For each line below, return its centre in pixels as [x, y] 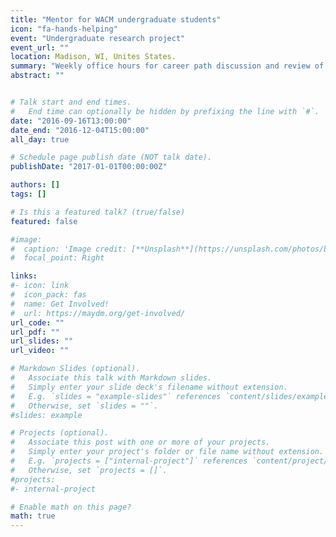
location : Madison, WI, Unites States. [93, 57]
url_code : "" [37, 322]
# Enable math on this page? [71, 507]
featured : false [44, 221]
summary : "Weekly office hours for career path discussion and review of [167, 66]
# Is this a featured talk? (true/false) [98, 212]
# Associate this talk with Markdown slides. [111, 378]
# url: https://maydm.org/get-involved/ [98, 313]
